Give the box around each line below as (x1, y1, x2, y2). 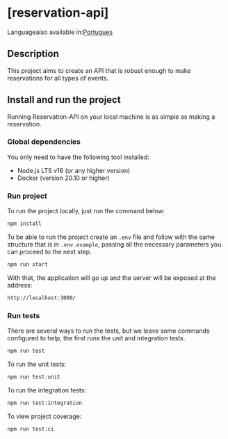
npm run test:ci (7, 425, 54, 432)
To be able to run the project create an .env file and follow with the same (7, 233, 215, 241)
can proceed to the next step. (7, 248, 92, 256)
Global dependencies (7, 137, 81, 147)
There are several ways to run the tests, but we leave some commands (7, 326, 210, 335)
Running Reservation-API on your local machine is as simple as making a (7, 113, 215, 121)
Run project (7, 191, 47, 201)
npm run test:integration (7, 399, 82, 406)
